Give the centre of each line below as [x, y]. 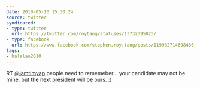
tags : [13, 51]
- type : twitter [26, 28]
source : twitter [26, 17]
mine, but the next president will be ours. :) [59, 79]
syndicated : [21, 23]
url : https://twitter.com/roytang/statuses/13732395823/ [84, 34]
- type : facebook [28, 39]
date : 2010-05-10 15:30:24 [40, 12]
